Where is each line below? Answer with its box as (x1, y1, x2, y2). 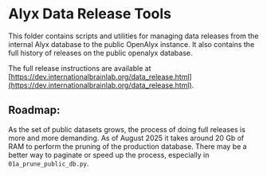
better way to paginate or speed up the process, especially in (8, 150, 210, 159)
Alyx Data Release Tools (8, 5, 171, 23)
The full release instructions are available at (8, 63, 151, 72)
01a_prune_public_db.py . (8, 158, 89, 168)
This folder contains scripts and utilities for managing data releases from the (8, 31, 259, 41)
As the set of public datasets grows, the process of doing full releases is (8, 124, 245, 134)
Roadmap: (8, 104, 61, 117)
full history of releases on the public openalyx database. (8, 48, 193, 57)
